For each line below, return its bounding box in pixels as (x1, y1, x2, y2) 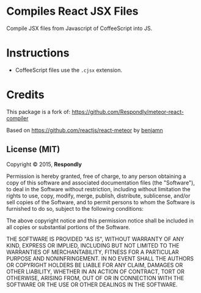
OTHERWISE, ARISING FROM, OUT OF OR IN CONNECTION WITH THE (6, 274, 185, 281)
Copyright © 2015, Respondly (6, 161, 82, 168)
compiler (6, 115, 29, 122)
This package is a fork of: (6, 108, 71, 115)
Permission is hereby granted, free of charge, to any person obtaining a (6, 172, 186, 180)
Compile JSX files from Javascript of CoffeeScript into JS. (6, 25, 153, 32)
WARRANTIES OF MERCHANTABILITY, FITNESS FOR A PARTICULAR (6, 248, 179, 256)
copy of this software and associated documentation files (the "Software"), (6, 179, 196, 186)
